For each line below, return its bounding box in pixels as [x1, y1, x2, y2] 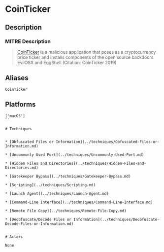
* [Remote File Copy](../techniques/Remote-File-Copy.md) [5, 208, 127, 213]
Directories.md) [5, 165, 38, 170]
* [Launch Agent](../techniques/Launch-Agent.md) [5, 191, 109, 196]
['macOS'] [5, 113, 26, 118]
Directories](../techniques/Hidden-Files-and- [49, 161, 147, 166]
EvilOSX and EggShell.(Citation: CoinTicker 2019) [17, 59, 117, 65]
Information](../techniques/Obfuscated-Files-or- [56, 139, 160, 144]
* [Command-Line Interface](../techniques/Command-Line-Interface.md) [5, 200, 153, 205]
